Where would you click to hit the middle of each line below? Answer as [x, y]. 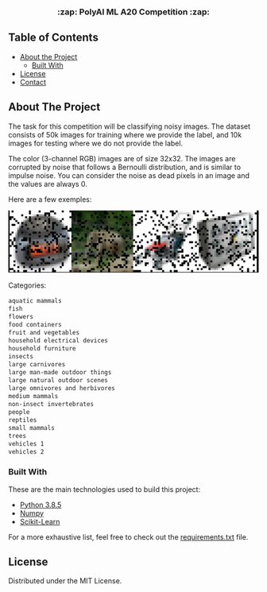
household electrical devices [58, 341]
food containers [35, 325]
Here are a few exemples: [50, 199]
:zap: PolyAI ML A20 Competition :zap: [133, 12]
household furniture [43, 349]
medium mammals [33, 397]
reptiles [23, 420]
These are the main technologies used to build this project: [104, 489]
